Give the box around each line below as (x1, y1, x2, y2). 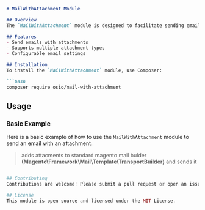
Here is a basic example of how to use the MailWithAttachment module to (6, 133, 189, 141)
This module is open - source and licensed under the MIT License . (6, 198, 176, 204)
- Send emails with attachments (6, 39, 88, 45)
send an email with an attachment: (6, 140, 93, 147)
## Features (6, 34, 37, 40)
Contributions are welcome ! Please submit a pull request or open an (6, 181, 187, 187)
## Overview (6, 17, 37, 23)
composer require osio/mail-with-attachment (6, 84, 121, 90)
